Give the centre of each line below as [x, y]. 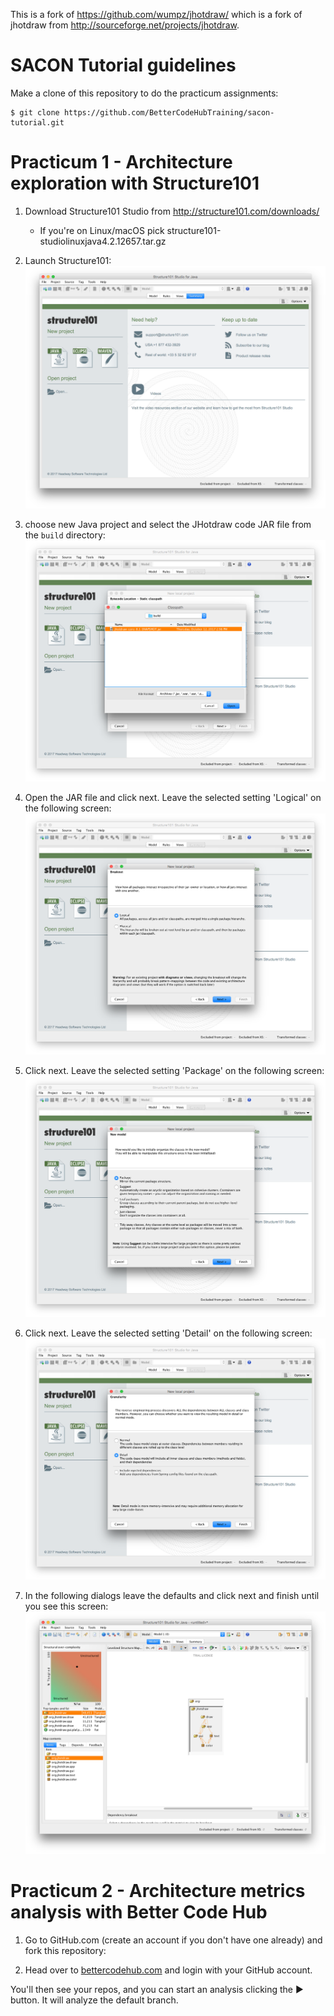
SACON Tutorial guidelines [123, 65]
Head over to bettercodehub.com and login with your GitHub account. [168, 1970]
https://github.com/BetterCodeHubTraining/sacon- [169, 112]
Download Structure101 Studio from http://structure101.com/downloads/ [172, 211]
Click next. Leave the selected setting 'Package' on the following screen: [174, 1071]
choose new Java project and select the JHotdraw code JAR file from [168, 525]
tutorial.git [37, 122]
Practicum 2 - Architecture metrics [158, 1891]
